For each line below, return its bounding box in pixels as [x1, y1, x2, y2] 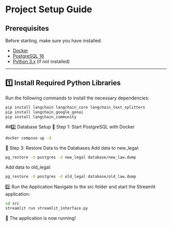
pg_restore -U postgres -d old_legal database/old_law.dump [5, 174, 137, 179]
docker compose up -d [5, 136, 52, 141]
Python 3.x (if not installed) [12, 58, 70, 65]
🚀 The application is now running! [5, 215, 76, 221]
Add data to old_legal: [5, 164, 52, 170]
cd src [5, 201, 19, 206]
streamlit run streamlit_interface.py [5, 206, 88, 211]
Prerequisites [5, 24, 49, 33]
